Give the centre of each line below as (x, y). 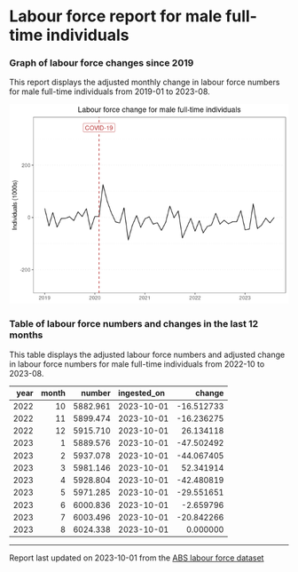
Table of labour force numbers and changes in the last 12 (134, 324)
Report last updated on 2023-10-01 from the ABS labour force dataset (137, 558)
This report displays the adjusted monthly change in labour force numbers (145, 83)
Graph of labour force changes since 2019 (102, 63)
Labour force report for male (116, 16)
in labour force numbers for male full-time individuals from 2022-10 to (137, 364)
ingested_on (142, 393)
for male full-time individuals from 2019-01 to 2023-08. (110, 91)
